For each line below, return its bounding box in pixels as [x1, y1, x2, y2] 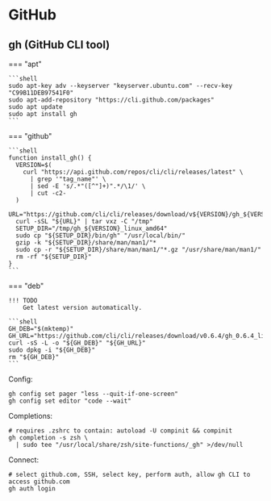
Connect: [8, 455, 39, 465]
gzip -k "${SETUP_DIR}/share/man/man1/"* [15, 239, 157, 247]
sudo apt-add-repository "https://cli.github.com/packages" [8, 96, 215, 104]
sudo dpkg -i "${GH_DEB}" [8, 346, 95, 354]
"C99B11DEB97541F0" [8, 89, 74, 97]
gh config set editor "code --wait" [8, 397, 131, 405]
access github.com [8, 478, 70, 486]
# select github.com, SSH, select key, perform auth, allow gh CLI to [8, 470, 251, 478]
